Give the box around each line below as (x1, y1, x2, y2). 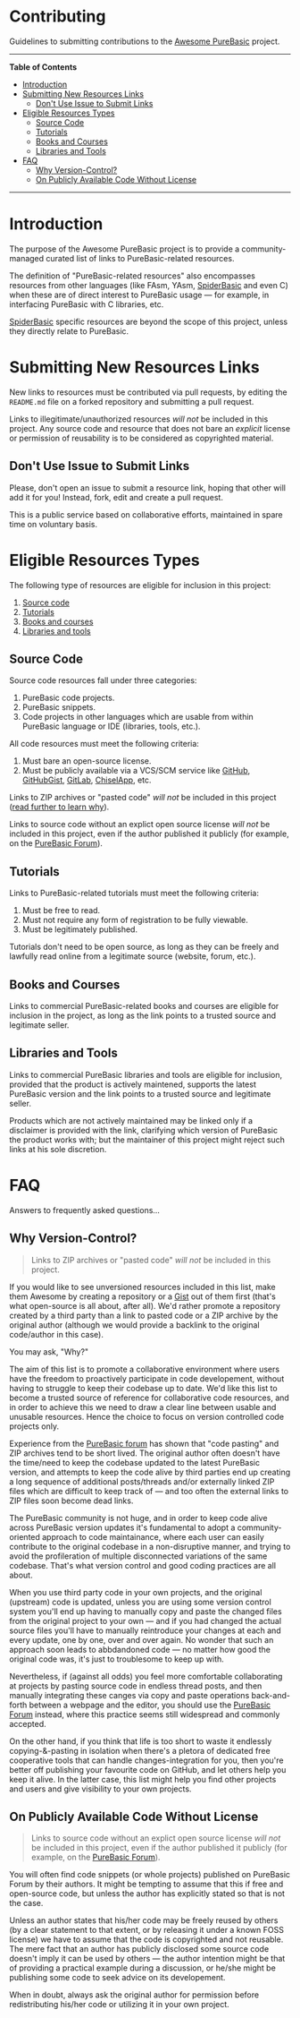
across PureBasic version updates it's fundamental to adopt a (9, 1522, 236, 1533)
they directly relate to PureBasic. (9, 325, 129, 337)
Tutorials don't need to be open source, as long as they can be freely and (9, 942, 279, 953)
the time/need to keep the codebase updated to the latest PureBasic (9, 1457, 261, 1467)
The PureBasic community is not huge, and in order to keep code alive (9, 1512, 268, 1523)
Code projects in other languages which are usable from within (21, 712, 254, 723)
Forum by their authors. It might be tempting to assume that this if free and (9, 1878, 284, 1890)
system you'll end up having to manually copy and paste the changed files (9, 1605, 283, 1617)
